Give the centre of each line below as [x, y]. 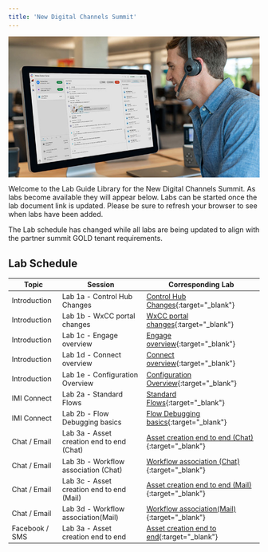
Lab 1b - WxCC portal [99, 316]
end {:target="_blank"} [182, 537]
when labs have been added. [56, 215]
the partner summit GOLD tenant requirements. [86, 239]
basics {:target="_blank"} [187, 422]
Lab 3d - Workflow [93, 509]
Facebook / [30, 528]
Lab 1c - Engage [90, 336]
